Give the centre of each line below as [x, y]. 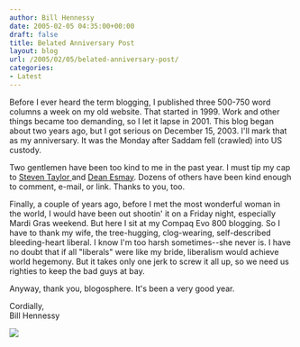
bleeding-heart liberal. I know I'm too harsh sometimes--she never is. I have [150, 242]
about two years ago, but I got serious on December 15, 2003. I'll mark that [148, 131]
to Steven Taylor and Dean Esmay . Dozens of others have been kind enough [150, 177]
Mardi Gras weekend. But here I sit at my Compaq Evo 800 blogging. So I [145, 223]
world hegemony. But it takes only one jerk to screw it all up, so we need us [150, 261]
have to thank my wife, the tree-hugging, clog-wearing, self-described [141, 233]
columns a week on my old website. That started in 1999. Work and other [145, 111]
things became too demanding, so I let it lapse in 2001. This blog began [142, 121]
